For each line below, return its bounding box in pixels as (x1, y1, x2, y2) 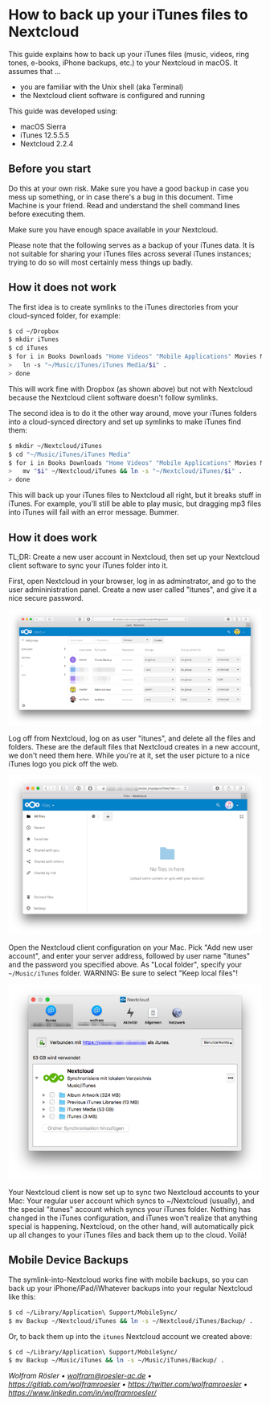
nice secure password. (8, 594, 84, 602)
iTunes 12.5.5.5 (19, 130, 70, 140)
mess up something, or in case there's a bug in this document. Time (8, 191, 234, 202)
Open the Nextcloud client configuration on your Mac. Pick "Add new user (8, 943, 253, 952)
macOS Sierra (19, 121, 67, 131)
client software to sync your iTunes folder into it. (8, 561, 169, 570)
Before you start (8, 162, 92, 176)
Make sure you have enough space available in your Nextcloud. (8, 224, 219, 234)
